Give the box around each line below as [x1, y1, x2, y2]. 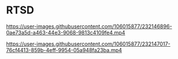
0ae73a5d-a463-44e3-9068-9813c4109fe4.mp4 [6, 29, 126, 36]
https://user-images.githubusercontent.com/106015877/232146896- [6, 23, 173, 30]
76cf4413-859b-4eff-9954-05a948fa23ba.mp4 [6, 46, 123, 53]
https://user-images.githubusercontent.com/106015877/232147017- [6, 40, 171, 47]
